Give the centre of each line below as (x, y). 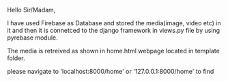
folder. (16, 58)
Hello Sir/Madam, (31, 10)
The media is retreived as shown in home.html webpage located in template (113, 51)
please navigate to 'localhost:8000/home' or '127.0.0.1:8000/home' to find (111, 71)
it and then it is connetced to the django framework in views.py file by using (114, 30)
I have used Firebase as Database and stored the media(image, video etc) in (114, 23)
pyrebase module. (32, 38)
